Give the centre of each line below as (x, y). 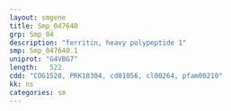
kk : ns (22, 84)
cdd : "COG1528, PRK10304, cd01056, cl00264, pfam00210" (116, 76)
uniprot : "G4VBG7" (44, 59)
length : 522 (36, 68)
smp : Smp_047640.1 (44, 51)
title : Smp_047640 (44, 26)
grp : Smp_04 (31, 34)
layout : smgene (38, 17)
